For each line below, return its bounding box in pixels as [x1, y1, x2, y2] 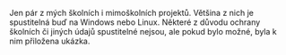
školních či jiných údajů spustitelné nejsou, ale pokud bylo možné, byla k [9, 27, 277, 36]
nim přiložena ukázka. [9, 35, 91, 46]
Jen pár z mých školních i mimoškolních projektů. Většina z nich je [9, 8, 254, 18]
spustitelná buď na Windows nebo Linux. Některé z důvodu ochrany [9, 17, 261, 27]
